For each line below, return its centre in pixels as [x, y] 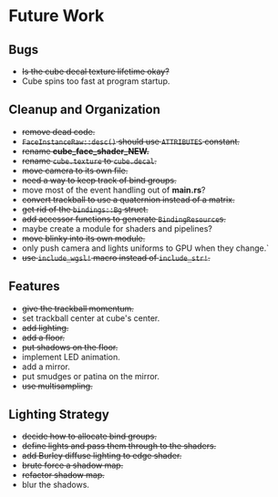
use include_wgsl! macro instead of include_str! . [116, 257]
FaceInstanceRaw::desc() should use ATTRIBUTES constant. [131, 141]
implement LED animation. [71, 357]
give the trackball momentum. [77, 308]
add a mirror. [46, 367]
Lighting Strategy [59, 414]
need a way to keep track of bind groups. [99, 180]
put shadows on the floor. [70, 347]
